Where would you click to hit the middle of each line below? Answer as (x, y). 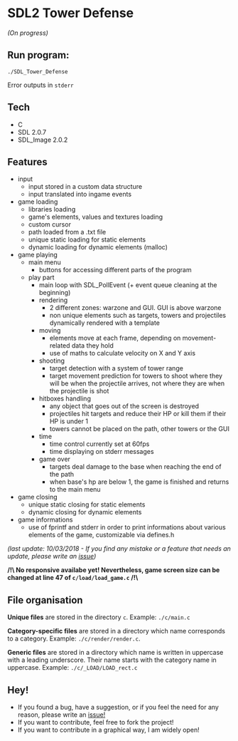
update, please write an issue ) (52, 556)
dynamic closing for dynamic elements (85, 512)
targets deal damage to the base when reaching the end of (135, 467)
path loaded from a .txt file (67, 232)
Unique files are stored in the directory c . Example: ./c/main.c (99, 617)
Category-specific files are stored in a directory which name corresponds (117, 631)
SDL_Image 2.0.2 (43, 140)
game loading (38, 202)
